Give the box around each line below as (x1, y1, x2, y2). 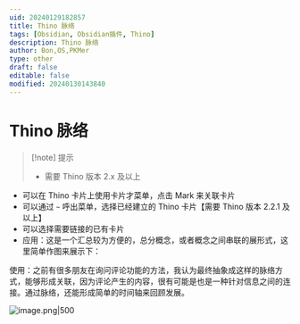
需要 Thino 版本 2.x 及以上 (44, 170, 141, 181)
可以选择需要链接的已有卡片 (21, 223, 125, 234)
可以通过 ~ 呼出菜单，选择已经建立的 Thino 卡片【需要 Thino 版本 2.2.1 (21, 201, 280, 212)
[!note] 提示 (30, 152, 74, 162)
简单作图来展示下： (29, 245, 101, 256)
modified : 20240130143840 (9, 79, 105, 88)
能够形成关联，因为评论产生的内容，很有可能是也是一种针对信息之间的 (24, 276, 283, 287)
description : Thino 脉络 (9, 37, 99, 47)
